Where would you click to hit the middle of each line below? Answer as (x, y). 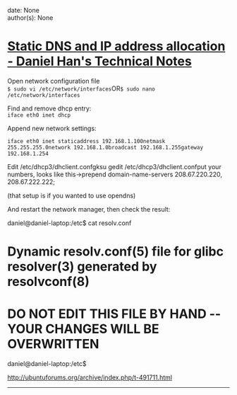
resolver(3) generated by (82, 267)
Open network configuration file (54, 81)
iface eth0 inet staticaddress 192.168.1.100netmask (86, 141)
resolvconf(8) (48, 282)
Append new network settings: (52, 128)
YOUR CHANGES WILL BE (83, 329)
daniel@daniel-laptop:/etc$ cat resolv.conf (69, 223)
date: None (24, 10)
